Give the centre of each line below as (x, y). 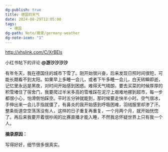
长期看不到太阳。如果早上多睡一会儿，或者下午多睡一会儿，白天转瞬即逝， (86, 79)
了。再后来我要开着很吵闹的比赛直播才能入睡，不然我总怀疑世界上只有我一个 (84, 117)
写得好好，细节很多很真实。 (34, 144)
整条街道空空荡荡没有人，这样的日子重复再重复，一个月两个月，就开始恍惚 (82, 110)
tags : (11, 24)
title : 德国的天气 (22, 15)
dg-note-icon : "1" (24, 38)
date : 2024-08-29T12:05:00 (33, 19)
